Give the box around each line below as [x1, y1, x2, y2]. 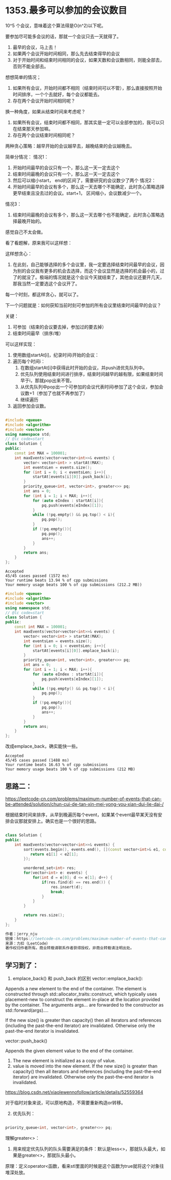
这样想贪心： [5, 250, 32, 256]
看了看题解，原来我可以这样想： [5, 240, 72, 246]
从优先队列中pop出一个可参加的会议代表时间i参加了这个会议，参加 [20, 383, 159, 390]
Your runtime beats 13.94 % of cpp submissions [5, 578, 108, 583]
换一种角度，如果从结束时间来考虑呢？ [5, 108, 85, 115]
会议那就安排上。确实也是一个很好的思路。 [9, 818, 99, 824]
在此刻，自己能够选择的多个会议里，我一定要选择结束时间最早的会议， [12, 261, 160, 268]
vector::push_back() [5, 1038, 47, 1044]
